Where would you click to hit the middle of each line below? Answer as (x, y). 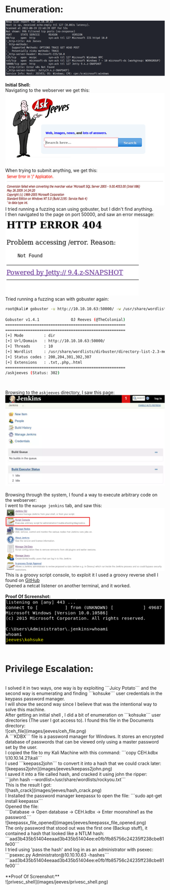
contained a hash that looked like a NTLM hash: (55, 833)
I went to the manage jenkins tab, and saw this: (54, 505)
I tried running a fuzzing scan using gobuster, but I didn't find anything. (79, 209)
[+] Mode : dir (30, 336)
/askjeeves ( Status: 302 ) (32, 373)
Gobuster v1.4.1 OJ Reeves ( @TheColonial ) (65, 320)
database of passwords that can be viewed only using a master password (82, 742)
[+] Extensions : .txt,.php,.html (44, 362)
